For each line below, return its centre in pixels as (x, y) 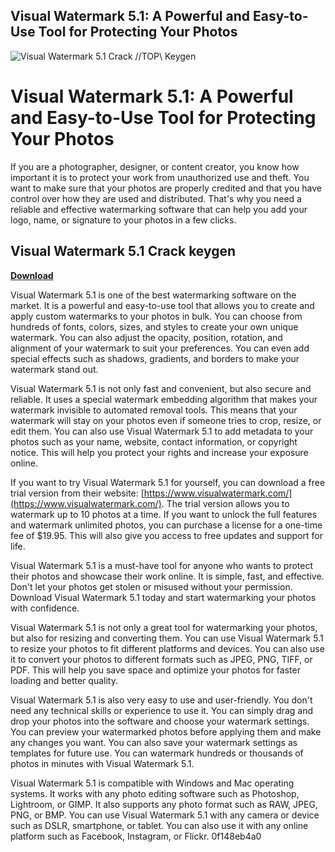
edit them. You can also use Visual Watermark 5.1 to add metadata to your (162, 431)
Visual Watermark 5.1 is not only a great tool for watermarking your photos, (164, 627)
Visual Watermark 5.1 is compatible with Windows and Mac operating (152, 783)
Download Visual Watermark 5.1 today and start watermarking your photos (163, 597)
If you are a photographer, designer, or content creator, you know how (155, 166)
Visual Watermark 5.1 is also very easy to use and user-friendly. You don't (161, 700)
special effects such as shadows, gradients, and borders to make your (155, 358)
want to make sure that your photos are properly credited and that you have (166, 188)
